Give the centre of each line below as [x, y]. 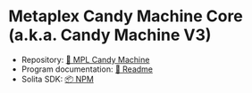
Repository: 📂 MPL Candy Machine [85, 59]
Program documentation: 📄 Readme [87, 69]
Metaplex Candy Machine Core [126, 16]
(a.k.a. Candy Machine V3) [110, 35]
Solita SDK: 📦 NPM [58, 79]
